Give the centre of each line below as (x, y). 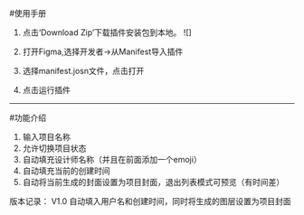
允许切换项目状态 (54, 148)
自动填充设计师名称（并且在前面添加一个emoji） (112, 159)
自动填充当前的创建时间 (66, 171)
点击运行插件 (46, 90)
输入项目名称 (46, 137)
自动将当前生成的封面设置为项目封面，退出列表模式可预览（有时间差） (153, 182)
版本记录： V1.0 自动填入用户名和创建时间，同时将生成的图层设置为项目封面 (150, 201)
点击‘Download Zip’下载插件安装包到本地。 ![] (107, 33)
